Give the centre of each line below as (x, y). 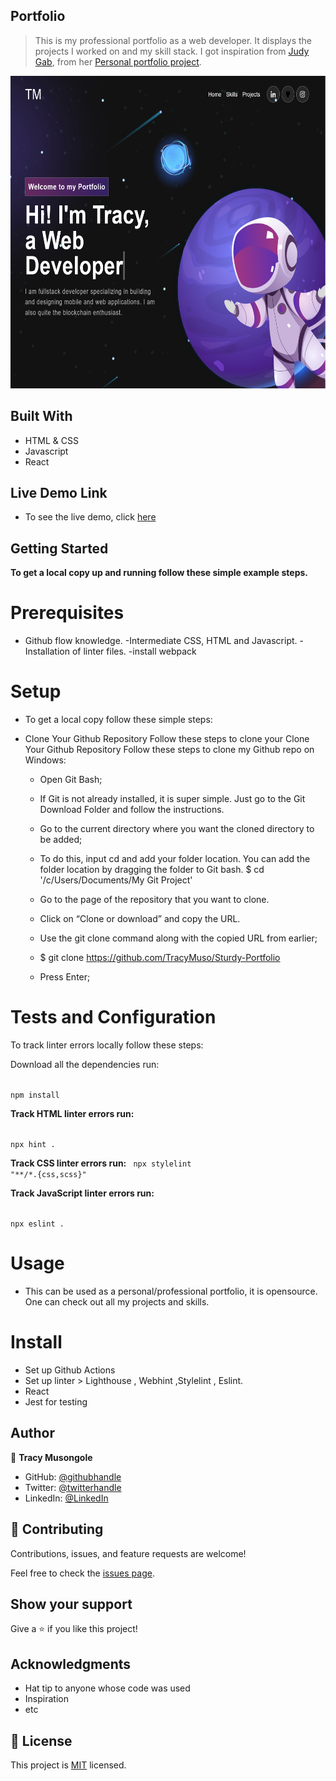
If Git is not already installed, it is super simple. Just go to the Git (172, 799)
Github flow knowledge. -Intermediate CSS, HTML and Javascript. (161, 641)
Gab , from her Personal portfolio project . (118, 61)
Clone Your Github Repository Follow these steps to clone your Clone (167, 739)
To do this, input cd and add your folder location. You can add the (175, 859)
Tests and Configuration (113, 1017)
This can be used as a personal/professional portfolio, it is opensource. (171, 1291)
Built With (41, 416)
